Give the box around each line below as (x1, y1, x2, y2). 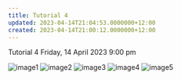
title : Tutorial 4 (8, 11, 68, 20)
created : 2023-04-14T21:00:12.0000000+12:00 (8, 26, 156, 34)
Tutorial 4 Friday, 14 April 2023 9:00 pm (8, 48, 136, 57)
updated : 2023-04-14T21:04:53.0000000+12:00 (8, 19, 156, 27)
